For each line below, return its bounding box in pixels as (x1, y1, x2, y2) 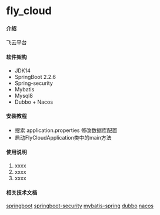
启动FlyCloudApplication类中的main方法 (14, 134, 112, 141)
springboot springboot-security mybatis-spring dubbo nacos (6, 202, 154, 210)
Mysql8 (14, 92, 34, 99)
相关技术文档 (6, 188, 37, 196)
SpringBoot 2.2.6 (14, 73, 56, 80)
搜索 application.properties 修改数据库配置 (14, 127, 118, 134)
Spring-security (14, 80, 53, 87)
